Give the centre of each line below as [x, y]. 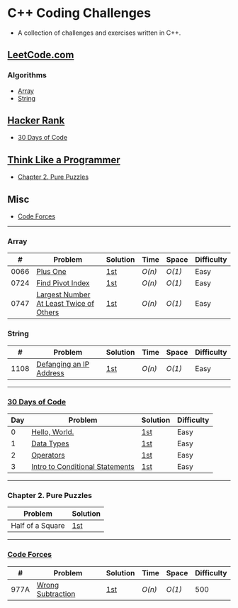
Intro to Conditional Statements [83, 466]
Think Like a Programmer [64, 160]
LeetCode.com [41, 55]
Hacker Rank [36, 121]
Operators [48, 455]
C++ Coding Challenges [79, 13]
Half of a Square [38, 526]
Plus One [51, 272]
